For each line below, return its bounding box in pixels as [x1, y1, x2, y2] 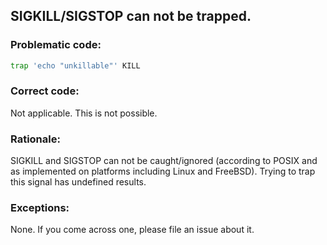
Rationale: [10, 132, 61, 146]
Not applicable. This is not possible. [10, 107, 158, 119]
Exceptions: [10, 201, 70, 215]
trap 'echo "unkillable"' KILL [10, 60, 141, 71]
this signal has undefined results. [10, 176, 147, 188]
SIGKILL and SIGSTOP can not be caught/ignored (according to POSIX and [10, 155, 318, 167]
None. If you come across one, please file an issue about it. [10, 224, 255, 236]
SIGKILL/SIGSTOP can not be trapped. [10, 8, 252, 25]
